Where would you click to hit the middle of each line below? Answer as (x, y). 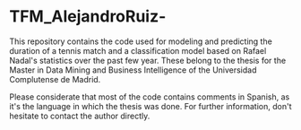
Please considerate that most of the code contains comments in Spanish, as (150, 97)
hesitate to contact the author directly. (80, 116)
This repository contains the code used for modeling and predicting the (141, 41)
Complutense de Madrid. (55, 79)
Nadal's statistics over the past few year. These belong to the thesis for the (148, 60)
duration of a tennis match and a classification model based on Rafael (138, 50)
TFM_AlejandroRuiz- (88, 17)
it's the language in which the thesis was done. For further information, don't (150, 106)
